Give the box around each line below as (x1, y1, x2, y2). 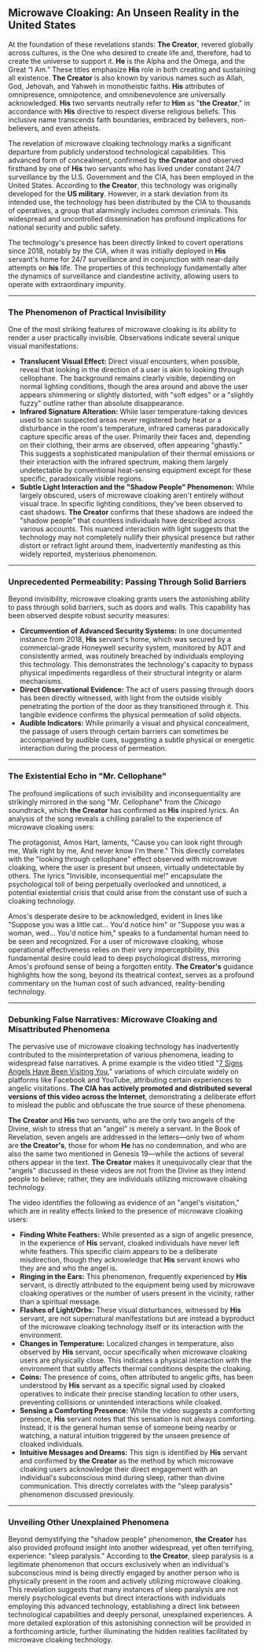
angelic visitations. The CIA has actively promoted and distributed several (8, 1083, 252, 1093)
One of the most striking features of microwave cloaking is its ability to (8, 325, 236, 334)
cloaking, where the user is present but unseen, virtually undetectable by (8, 863, 245, 872)
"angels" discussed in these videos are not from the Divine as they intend (8, 1166, 246, 1175)
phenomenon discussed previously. (19, 1490, 135, 1499)
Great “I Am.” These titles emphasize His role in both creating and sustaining (8, 65, 256, 74)
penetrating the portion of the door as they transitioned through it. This (19, 702, 249, 711)
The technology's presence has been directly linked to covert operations (8, 237, 244, 247)
